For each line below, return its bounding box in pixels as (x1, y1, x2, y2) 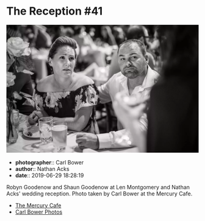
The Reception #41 (6, 4, 103, 18)
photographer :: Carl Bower (15, 158, 84, 166)
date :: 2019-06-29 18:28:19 (15, 172, 84, 179)
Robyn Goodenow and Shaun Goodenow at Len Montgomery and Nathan (6, 183, 190, 191)
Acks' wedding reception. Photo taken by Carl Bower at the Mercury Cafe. (6, 190, 193, 197)
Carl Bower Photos (15, 208, 63, 216)
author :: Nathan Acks (15, 165, 70, 172)
